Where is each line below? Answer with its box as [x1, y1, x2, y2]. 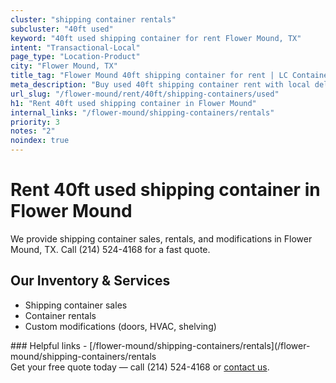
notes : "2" [10, 126, 56, 136]
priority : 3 [10, 117, 60, 127]
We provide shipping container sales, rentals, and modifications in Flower [10, 232, 313, 245]
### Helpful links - [10, 339, 88, 351]
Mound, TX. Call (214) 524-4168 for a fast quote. [10, 243, 211, 255]
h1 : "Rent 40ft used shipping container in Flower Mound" [10, 98, 257, 108]
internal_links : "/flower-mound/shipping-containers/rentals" [10, 107, 275, 118]
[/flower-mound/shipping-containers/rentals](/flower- [89, 339, 311, 351]
